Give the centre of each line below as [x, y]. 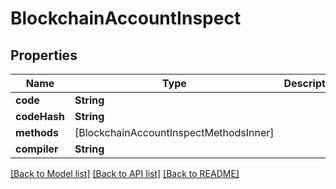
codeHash [40, 116]
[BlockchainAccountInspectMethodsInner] [174, 132]
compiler [37, 149]
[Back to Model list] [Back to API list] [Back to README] [125, 173]
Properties [44, 55]
